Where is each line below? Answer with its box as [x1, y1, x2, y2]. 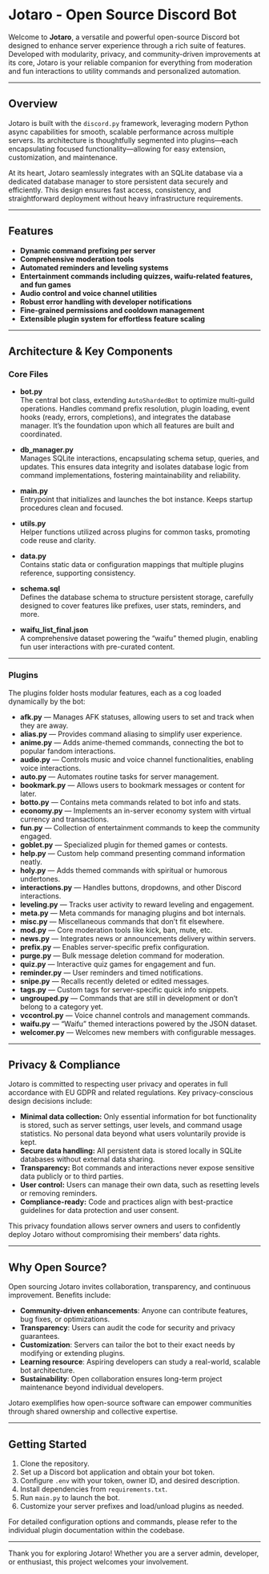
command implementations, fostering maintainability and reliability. [19, 471, 241, 481]
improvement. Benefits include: [8, 1290, 111, 1300]
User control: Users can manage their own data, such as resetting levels [19, 1180, 260, 1190]
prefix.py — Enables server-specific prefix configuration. [19, 942, 210, 951]
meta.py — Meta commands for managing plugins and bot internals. [19, 908, 247, 918]
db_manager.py [19, 445, 74, 455]
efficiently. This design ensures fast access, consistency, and [8, 185, 211, 194]
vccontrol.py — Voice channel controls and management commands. [19, 1010, 251, 1020]
